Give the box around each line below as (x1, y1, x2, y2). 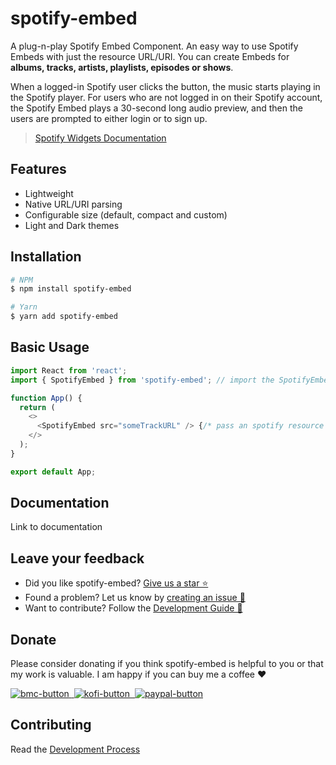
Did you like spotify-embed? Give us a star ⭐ (24, 577, 209, 589)
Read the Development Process (10, 743, 141, 755)
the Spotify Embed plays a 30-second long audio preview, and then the (10, 102, 304, 114)
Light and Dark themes (24, 219, 120, 231)
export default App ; (10, 467, 97, 477)
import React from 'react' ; (10, 365, 128, 376)
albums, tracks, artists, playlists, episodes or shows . (10, 61, 234, 73)
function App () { (10, 393, 83, 403)
